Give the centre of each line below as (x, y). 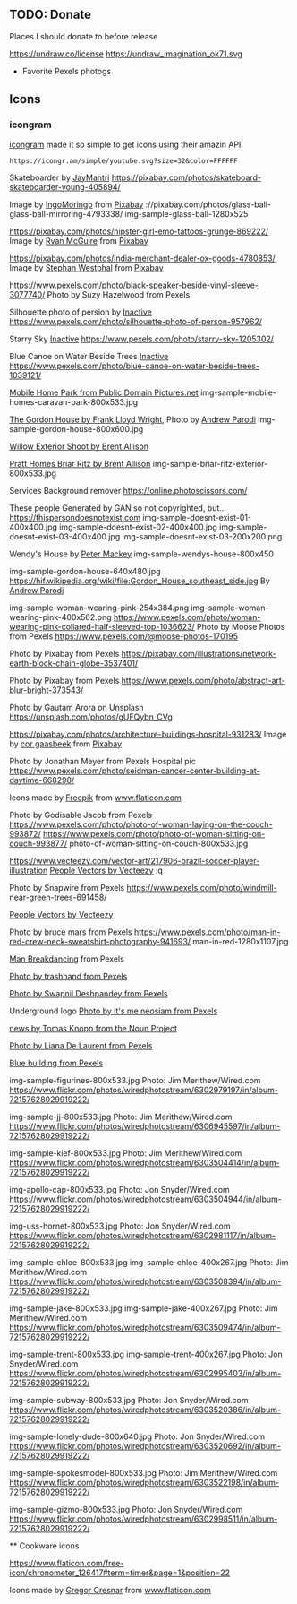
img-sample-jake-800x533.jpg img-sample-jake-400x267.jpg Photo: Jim (144, 1308)
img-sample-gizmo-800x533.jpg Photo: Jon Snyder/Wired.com (126, 1509)
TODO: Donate (51, 15)
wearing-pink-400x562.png (60, 617)
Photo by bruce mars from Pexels (71, 932)
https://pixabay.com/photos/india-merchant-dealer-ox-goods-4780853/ (142, 258)
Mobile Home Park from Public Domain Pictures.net (104, 392)
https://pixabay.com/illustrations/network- (199, 653)
